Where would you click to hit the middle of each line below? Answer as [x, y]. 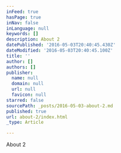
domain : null [28, 84]
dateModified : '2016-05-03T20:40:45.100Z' [60, 51]
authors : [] [21, 67]
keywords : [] [22, 34]
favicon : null [29, 95]
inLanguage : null [28, 28]
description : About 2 [33, 39]
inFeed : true [22, 12]
